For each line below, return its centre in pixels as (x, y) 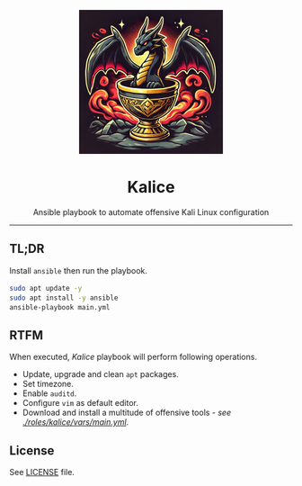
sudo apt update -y (46, 288)
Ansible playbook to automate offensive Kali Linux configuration (151, 211)
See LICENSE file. (42, 472)
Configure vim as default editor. (80, 403)
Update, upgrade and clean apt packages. (101, 374)
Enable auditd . (49, 393)
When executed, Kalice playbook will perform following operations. (133, 357)
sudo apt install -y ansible (64, 298)
